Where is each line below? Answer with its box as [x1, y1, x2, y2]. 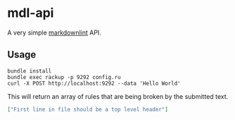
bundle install [7, 67, 52, 75]
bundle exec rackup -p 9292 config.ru [7, 73, 121, 80]
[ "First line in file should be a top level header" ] [7, 106, 169, 113]
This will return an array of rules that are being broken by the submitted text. [7, 92, 229, 100]
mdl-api [7, 5, 54, 21]
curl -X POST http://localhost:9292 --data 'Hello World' [7, 80, 181, 87]
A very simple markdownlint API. [7, 28, 102, 37]
